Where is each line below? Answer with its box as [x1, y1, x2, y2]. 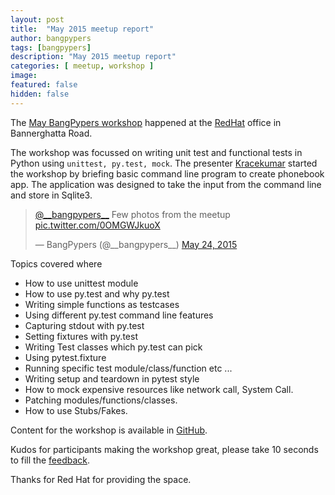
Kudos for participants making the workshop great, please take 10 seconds [10, 443, 319, 455]
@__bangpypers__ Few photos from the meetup [34, 208, 231, 220]
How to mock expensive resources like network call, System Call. [24, 383, 294, 395]
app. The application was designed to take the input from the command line [10, 178, 322, 190]
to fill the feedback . [10, 454, 90, 466]
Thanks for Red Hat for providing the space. [10, 473, 192, 485]
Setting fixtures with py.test [24, 330, 138, 342]
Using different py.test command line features [24, 309, 214, 321]
